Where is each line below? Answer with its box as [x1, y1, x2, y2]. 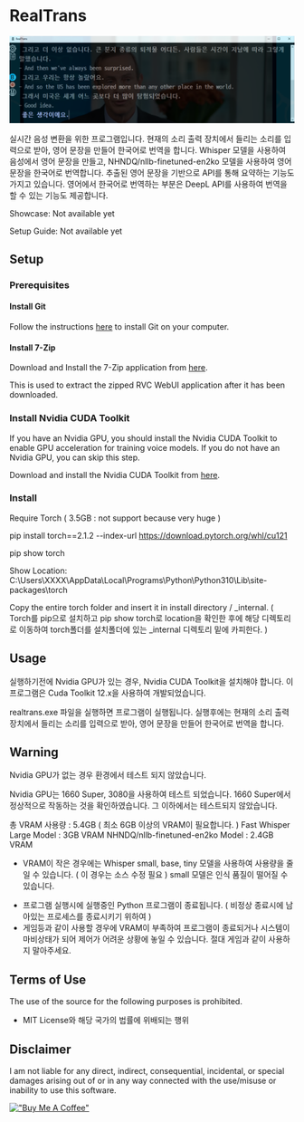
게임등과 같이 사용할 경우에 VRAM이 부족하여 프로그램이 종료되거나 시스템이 [22, 923, 290, 934]
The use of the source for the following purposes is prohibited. [9, 996, 242, 1007]
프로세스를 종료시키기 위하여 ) [46, 911, 152, 922]
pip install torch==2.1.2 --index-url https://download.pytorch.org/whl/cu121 [9, 530, 288, 541]
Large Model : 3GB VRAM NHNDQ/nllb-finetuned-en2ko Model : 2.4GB [9, 830, 274, 840]
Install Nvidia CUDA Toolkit [9, 412, 130, 425]
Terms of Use [9, 972, 87, 987]
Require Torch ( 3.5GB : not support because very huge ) [9, 513, 222, 523]
